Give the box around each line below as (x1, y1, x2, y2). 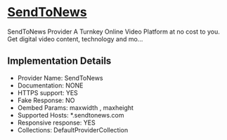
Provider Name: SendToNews (17, 73, 103, 82)
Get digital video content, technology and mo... (7, 34, 143, 43)
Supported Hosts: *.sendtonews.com (17, 111, 124, 119)
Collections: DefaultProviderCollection (17, 125, 129, 134)
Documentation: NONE (17, 81, 84, 90)
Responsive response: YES (17, 118, 96, 127)
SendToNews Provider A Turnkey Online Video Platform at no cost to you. (7, 27, 220, 36)
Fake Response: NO (17, 96, 75, 104)
